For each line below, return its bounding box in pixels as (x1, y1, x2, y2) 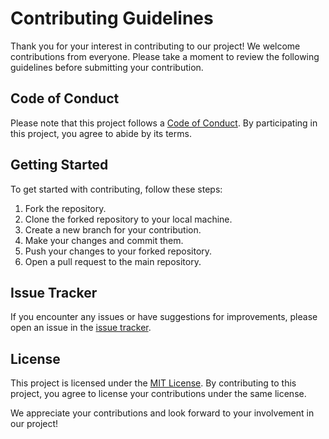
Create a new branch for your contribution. (24, 223, 202, 236)
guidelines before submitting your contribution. (10, 61, 204, 73)
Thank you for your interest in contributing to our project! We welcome (10, 40, 301, 52)
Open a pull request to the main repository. (24, 255, 202, 267)
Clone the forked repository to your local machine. (24, 213, 233, 225)
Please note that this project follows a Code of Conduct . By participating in (10, 117, 318, 129)
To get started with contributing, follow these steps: (10, 183, 223, 195)
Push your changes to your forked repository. (24, 245, 213, 257)
